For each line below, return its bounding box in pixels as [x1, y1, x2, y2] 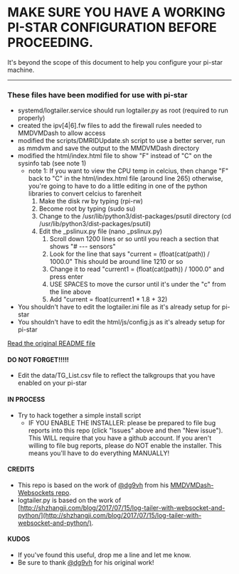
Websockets [17, 488, 55, 496]
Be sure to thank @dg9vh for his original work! [17, 558, 154, 567]
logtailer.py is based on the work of [17, 496, 122, 504]
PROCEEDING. [7, 35, 94, 51]
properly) [17, 114, 46, 122]
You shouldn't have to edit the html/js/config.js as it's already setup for [17, 318, 225, 326]
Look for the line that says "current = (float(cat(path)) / [49, 250, 210, 258]
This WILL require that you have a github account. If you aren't [28, 433, 212, 442]
